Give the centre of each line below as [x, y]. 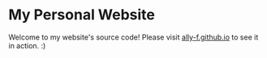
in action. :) [27, 45]
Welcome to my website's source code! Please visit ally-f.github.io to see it [133, 37]
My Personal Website [82, 15]
